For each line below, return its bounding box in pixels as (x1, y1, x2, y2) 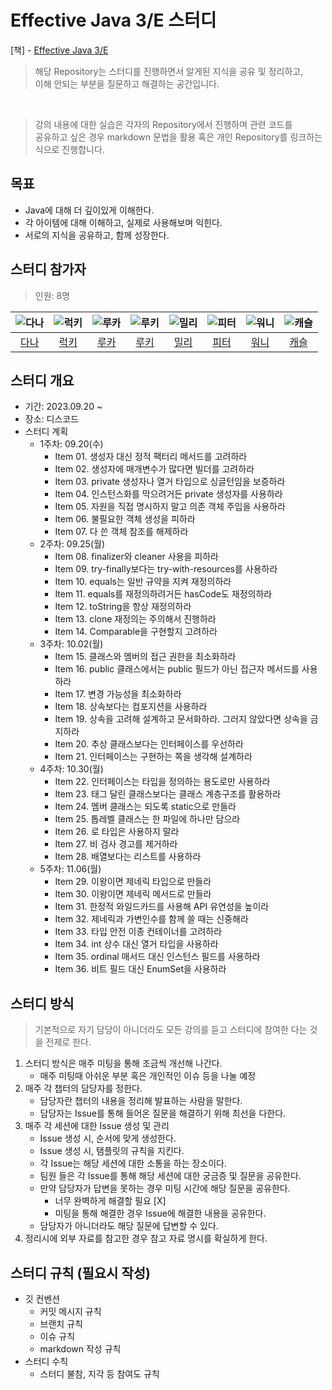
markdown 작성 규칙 (39, 1343, 122, 1355)
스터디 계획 (24, 426, 69, 438)
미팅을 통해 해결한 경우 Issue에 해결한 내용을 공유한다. (54, 1207, 267, 1220)
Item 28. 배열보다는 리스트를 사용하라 (54, 851, 202, 863)
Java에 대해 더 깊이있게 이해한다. (24, 204, 155, 216)
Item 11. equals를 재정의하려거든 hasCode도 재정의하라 (54, 588, 273, 600)
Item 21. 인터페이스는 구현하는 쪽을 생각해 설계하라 (54, 751, 253, 763)
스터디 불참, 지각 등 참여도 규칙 (39, 1368, 160, 1380)
